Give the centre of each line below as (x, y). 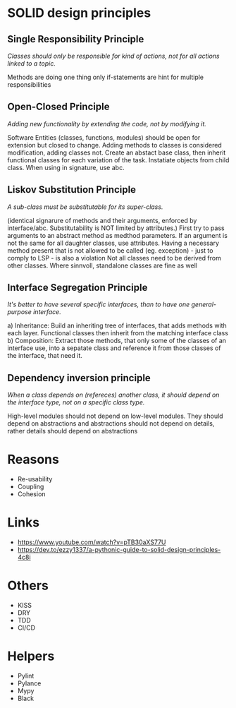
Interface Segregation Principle (77, 288)
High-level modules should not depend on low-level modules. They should (115, 416)
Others (28, 586)
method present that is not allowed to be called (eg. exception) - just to (110, 250)
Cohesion (31, 494)
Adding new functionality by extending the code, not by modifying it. (107, 124)
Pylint (26, 676)
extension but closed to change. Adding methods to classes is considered (114, 145)
